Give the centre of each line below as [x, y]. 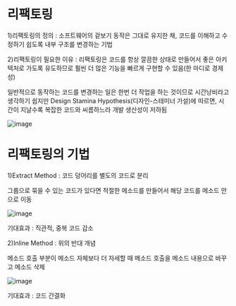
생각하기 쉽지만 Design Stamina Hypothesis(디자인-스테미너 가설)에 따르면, [112, 100]
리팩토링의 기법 [49, 154]
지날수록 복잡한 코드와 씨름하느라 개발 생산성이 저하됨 [94, 110]
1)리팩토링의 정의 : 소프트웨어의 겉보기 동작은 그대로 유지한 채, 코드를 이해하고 [114, 35]
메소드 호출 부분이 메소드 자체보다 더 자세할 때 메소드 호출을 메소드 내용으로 [111, 258]
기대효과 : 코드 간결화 [36, 295]
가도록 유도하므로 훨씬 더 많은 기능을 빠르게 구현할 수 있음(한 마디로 [118, 68]
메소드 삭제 [30, 266]
